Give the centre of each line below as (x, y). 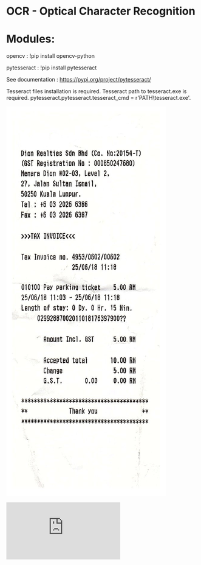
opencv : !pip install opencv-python (51, 56)
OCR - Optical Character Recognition (101, 11)
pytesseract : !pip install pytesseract (52, 68)
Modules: (31, 39)
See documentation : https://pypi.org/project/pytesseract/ (79, 80)
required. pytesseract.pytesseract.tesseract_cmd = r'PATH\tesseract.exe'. (99, 98)
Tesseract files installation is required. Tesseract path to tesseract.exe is (97, 91)
